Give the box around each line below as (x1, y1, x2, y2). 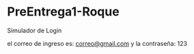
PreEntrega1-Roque (7, 4, 120, 20)
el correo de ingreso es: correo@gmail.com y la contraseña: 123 (7, 39, 188, 47)
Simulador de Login (7, 26, 62, 34)
